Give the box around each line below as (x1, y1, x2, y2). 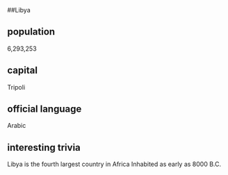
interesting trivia (7, 142, 81, 153)
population (7, 26, 56, 37)
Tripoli (7, 83, 26, 91)
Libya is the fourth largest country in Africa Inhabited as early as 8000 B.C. (7, 160, 222, 169)
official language (7, 103, 82, 115)
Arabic (7, 122, 26, 130)
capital (7, 65, 38, 76)
